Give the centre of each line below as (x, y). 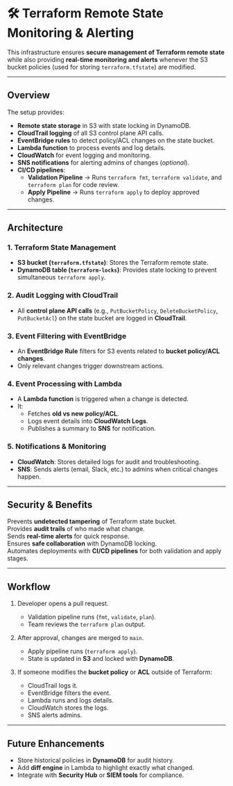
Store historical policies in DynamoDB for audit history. (96, 760)
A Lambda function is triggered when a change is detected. (103, 399)
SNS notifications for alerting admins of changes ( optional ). (103, 162)
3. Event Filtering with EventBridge (67, 336)
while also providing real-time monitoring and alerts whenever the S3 (107, 59)
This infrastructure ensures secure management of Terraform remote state (116, 52)
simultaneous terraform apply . (61, 277)
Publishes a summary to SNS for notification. (92, 429)
